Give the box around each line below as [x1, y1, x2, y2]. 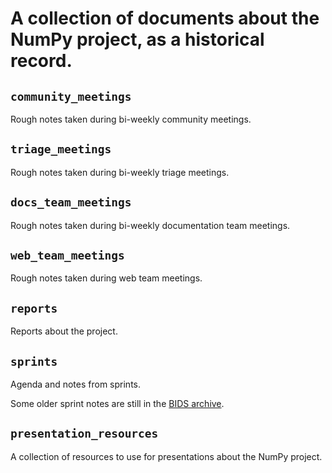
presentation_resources [10, 427, 159, 441]
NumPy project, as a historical [10, 28, 265, 51]
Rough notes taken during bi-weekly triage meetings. [10, 166, 230, 178]
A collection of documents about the [10, 7, 320, 30]
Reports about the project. [10, 325, 118, 337]
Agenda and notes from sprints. [10, 378, 142, 391]
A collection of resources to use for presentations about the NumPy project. [10, 450, 323, 462]
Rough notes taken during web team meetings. [10, 272, 203, 284]
